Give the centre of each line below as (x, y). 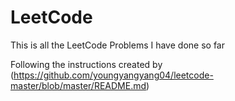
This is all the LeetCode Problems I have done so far (117, 45)
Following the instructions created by (86, 64)
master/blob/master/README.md (78, 85)
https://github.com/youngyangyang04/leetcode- (113, 75)
